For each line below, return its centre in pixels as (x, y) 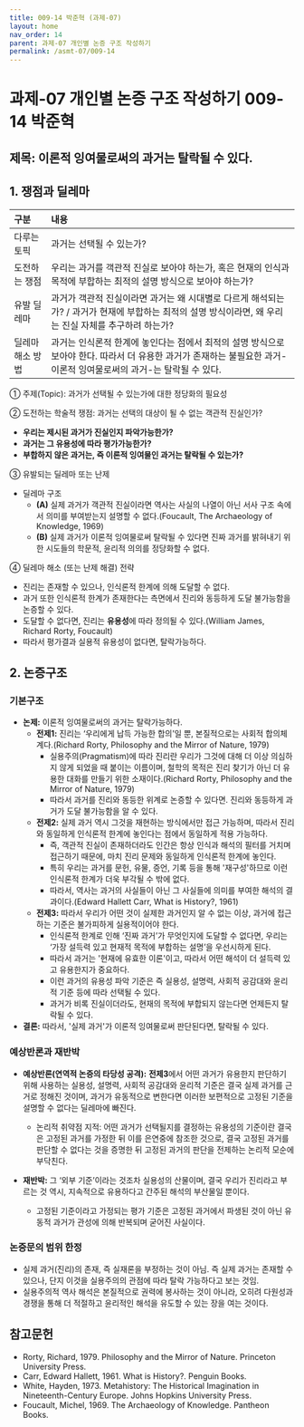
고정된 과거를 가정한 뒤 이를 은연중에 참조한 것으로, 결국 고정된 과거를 (167, 1138)
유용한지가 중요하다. (95, 969)
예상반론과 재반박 (45, 1052)
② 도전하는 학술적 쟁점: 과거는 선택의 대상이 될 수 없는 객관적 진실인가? (136, 412)
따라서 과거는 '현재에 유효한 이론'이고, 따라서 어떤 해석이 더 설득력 (165, 959)
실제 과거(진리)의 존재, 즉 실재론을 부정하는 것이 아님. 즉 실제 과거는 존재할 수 (158, 1268)
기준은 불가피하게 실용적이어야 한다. (116, 924)
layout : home (34, 26)
